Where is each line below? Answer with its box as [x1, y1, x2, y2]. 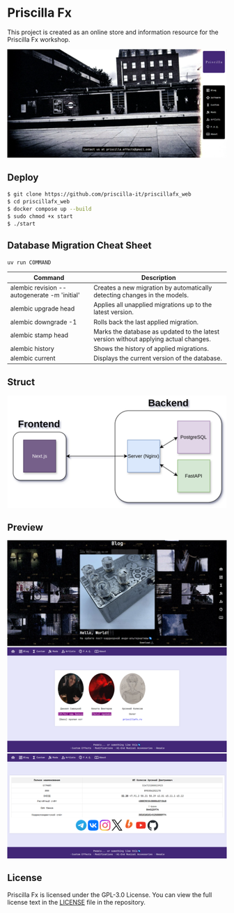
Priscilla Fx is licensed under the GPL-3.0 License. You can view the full [7, 890, 212, 899]
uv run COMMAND [7, 259, 52, 266]
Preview [7, 522, 44, 533]
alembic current [10, 354, 56, 363]
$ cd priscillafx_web [7, 198, 70, 205]
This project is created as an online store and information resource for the [7, 28, 219, 36]
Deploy [7, 171, 39, 183]
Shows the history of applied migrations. [93, 345, 209, 353]
